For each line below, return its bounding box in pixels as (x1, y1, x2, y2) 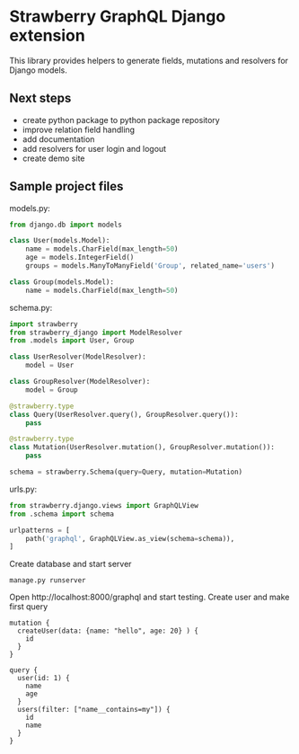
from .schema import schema (9, 510, 115, 519)
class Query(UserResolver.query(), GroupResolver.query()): (9, 410, 240, 419)
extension (9, 25, 85, 46)
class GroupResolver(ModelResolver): (9, 377, 151, 386)
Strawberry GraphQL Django (9, 6, 226, 27)
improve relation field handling (22, 124, 136, 135)
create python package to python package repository (22, 114, 220, 125)
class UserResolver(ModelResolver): (9, 352, 146, 361)
